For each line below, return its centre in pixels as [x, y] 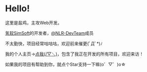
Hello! [18, 9]
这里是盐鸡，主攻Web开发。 [34, 23]
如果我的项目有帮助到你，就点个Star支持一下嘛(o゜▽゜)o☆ [65, 64]
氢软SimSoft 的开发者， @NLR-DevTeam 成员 [49, 33]
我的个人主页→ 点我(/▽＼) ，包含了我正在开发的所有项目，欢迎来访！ [74, 54]
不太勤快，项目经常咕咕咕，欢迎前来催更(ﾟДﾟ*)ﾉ [54, 43]
